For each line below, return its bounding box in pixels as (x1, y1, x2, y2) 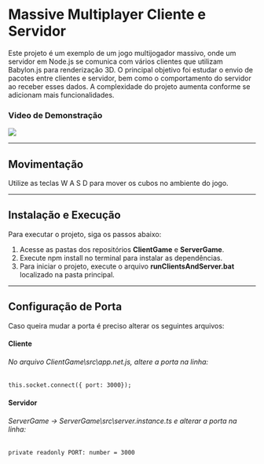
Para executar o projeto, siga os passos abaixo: (8, 229, 162, 239)
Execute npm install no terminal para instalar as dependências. (19, 253, 222, 262)
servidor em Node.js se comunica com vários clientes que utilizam (8, 57, 224, 66)
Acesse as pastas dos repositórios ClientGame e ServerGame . (19, 244, 225, 254)
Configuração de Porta (8, 300, 123, 314)
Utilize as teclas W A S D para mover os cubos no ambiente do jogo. (8, 179, 229, 188)
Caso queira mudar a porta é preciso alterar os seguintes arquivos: (8, 321, 225, 330)
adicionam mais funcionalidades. (8, 90, 115, 99)
